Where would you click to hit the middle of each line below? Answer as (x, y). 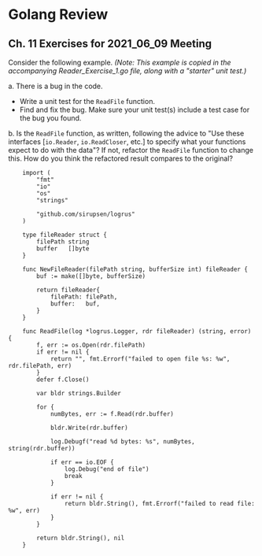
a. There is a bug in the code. (56, 86)
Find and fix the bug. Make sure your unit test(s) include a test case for (135, 109)
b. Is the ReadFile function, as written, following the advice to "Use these (126, 133)
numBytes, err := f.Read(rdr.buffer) (112, 414)
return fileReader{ (68, 290)
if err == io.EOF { (82, 462)
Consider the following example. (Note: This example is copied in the (120, 62)
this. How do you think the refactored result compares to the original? (121, 158)
